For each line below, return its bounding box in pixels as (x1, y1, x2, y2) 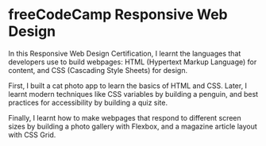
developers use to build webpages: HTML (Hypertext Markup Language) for (8, 57, 257, 67)
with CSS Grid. (8, 129, 56, 140)
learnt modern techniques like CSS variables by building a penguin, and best (8, 89, 259, 98)
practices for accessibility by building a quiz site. (8, 98, 168, 107)
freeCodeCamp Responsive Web (8, 6, 228, 24)
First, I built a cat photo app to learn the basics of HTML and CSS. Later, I (8, 81, 248, 90)
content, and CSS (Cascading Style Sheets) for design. (8, 65, 188, 75)
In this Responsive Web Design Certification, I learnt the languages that (8, 48, 241, 58)
